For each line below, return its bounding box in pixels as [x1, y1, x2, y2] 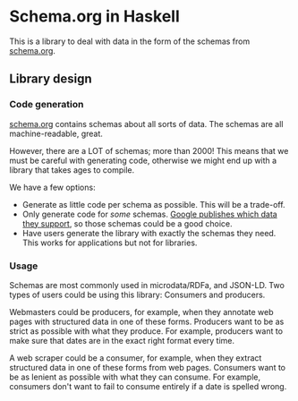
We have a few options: [9, 182, 96, 192]
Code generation [9, 98, 84, 111]
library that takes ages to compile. [9, 164, 135, 175]
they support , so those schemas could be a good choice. [21, 218, 233, 229]
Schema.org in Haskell [9, 6, 181, 27]
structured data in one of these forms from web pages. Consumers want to [9, 362, 286, 372]
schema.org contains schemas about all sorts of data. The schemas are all [9, 118, 284, 129]
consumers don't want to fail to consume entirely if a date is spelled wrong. [9, 380, 287, 391]
